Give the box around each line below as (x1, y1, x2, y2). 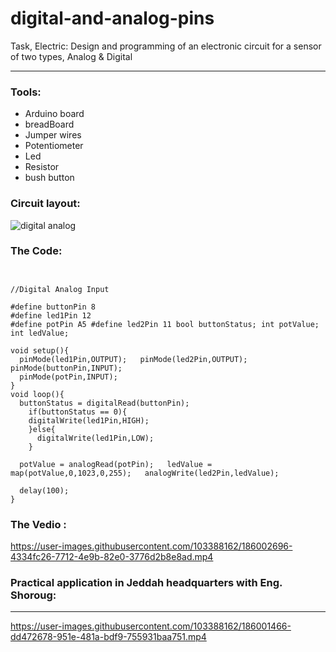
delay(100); (19, 485, 70, 496)
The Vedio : (10, 517, 67, 531)
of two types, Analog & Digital (10, 50, 133, 62)
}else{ (28, 424, 56, 434)
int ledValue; (10, 328, 70, 338)
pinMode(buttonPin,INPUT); (10, 363, 123, 373)
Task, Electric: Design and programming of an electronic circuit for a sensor (10, 40, 322, 52)
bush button (24, 172, 75, 184)
